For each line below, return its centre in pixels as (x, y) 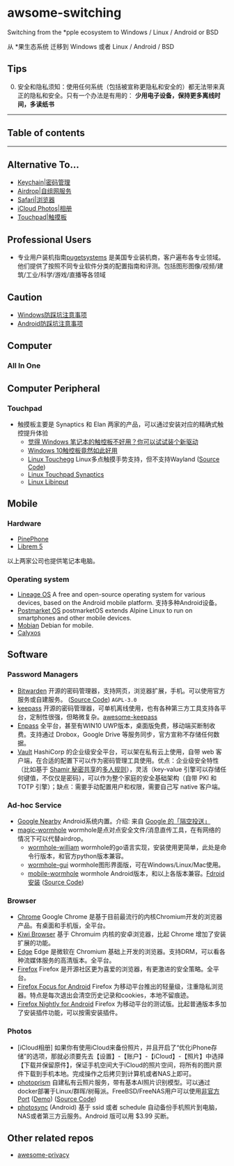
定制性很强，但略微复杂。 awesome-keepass (94, 717)
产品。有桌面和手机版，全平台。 (63, 925)
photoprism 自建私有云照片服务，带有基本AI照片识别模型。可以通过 (114, 1082)
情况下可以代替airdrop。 (52, 838)
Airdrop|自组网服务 (44, 191)
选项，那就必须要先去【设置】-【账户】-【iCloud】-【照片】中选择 (128, 1056)
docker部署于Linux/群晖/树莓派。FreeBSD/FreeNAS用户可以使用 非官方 (118, 1091)
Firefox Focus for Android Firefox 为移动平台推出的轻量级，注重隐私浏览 (120, 987)
